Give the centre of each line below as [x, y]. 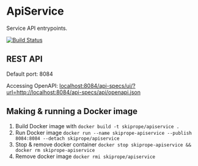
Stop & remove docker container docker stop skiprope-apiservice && [103, 144]
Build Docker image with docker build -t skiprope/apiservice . [97, 126]
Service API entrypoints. [37, 28]
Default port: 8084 [30, 74]
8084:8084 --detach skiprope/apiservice [67, 139]
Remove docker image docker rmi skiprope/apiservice [85, 156]
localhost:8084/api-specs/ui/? [97, 85]
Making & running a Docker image [72, 111]
